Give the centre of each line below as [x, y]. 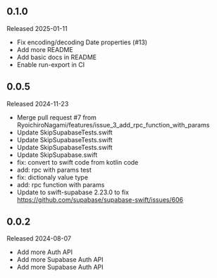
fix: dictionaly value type [52, 177]
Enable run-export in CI [51, 64]
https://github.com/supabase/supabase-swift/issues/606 [100, 199]
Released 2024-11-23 [38, 103]
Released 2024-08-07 [39, 239]
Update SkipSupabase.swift [57, 155]
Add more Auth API [45, 252]
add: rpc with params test [54, 170]
